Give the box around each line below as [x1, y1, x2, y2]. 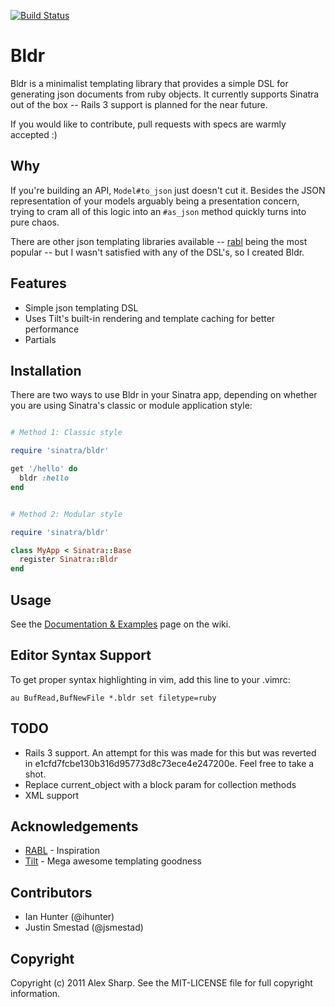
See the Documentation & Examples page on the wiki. [10, 618, 232, 630]
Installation [10, 362, 82, 379]
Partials [24, 333, 57, 345]
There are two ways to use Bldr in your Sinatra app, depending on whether [10, 389, 318, 401]
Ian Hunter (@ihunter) [24, 911, 115, 923]
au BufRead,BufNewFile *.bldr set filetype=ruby [10, 693, 217, 703]
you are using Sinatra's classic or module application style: [10, 400, 253, 412]
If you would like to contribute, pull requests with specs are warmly [10, 118, 287, 130]
